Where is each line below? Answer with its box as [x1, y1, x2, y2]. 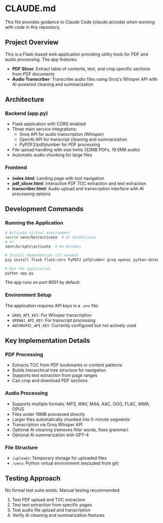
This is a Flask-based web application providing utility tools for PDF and [5, 51, 148, 57]
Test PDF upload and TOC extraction [12, 497, 86, 503]
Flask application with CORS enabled [12, 121, 86, 127]
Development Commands [5, 205, 84, 213]
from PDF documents [12, 71, 55, 77]
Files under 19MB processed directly [12, 411, 85, 417]
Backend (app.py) [5, 110, 48, 117]
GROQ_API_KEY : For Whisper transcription [12, 312, 92, 318]
